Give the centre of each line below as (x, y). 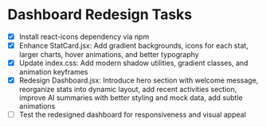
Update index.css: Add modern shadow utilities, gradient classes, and (133, 63)
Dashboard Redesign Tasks (100, 15)
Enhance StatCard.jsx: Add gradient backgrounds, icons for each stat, (133, 46)
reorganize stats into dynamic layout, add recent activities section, (128, 90)
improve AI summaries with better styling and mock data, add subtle (131, 98)
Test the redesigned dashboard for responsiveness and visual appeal (132, 115)
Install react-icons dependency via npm (84, 37)
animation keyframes (53, 72)
